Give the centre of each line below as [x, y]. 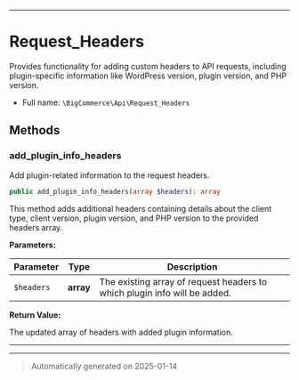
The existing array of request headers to [183, 281]
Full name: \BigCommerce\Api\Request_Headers [106, 102]
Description [192, 266]
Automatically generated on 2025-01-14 [104, 366]
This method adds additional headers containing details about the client [141, 208]
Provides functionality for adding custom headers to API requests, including [148, 66]
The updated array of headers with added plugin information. [121, 332]
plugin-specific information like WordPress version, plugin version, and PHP [148, 76]
